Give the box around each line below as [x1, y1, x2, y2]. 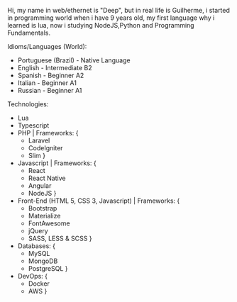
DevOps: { [17, 272, 48, 280]
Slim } [28, 152, 46, 160]
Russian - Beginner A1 [17, 86, 82, 94]
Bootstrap [28, 204, 57, 212]
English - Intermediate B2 [17, 64, 92, 72]
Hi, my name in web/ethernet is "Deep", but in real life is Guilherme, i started [7, 6, 231, 14]
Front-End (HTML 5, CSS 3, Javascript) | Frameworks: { [17, 196, 180, 205]
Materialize [28, 212, 61, 220]
